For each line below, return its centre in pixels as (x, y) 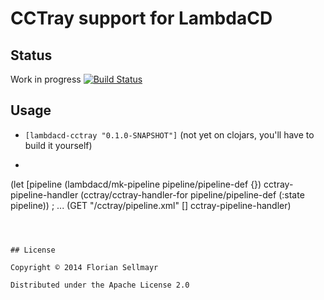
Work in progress (46, 79)
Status (31, 55)
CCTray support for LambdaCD (141, 18)
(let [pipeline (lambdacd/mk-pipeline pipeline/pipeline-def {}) (136, 184)
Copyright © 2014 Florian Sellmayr (84, 267)
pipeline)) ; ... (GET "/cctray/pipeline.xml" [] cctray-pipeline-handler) (151, 205)
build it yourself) (58, 145)
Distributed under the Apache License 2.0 (100, 285)
